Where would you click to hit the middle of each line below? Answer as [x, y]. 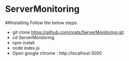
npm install [23, 42]
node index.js [26, 48]
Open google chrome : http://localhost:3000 [57, 53]
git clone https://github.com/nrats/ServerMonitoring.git [68, 32]
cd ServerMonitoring [33, 37]
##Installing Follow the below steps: [41, 23]
